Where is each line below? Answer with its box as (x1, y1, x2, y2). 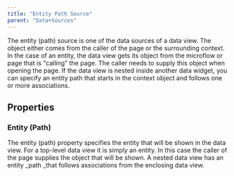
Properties (7, 101, 55, 113)
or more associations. (7, 81, 70, 89)
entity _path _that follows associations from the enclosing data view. (7, 161, 205, 170)
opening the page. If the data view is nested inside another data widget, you (7, 66, 228, 75)
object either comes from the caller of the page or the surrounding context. (7, 44, 225, 52)
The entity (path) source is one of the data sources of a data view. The (7, 36, 212, 44)
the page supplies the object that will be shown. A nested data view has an (7, 153, 223, 162)
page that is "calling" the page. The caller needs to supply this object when (7, 58, 225, 67)
